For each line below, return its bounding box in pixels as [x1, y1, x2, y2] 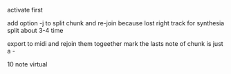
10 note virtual [7, 60, 48, 68]
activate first [7, 6, 43, 14]
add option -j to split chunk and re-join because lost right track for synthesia [7, 19, 225, 27]
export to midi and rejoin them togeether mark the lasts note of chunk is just [7, 40, 223, 47]
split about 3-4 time [7, 27, 64, 34]
